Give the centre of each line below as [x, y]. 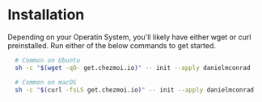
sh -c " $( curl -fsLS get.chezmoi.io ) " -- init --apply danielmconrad [134, 90]
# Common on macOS [46, 82]
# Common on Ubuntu [48, 60]
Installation [46, 15]
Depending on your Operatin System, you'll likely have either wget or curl [129, 37]
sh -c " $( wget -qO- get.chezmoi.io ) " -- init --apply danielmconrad [133, 67]
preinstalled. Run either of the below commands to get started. [112, 45]
